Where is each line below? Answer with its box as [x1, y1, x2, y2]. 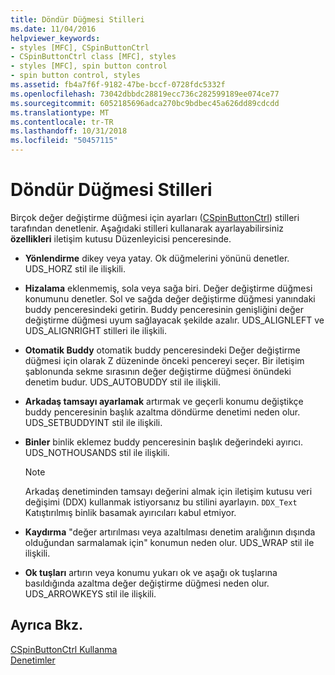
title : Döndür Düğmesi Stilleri [10, 14, 145, 25]
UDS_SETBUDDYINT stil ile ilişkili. [24, 416, 163, 428]
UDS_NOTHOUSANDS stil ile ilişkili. [24, 446, 170, 458]
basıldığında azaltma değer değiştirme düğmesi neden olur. [24, 577, 270, 589]
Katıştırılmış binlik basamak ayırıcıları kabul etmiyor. [24, 506, 237, 518]
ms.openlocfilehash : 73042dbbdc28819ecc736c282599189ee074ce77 [10, 89, 280, 99]
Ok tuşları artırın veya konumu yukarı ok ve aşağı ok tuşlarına [24, 566, 278, 578]
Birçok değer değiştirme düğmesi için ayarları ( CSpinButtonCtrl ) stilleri [10, 211, 300, 223]
